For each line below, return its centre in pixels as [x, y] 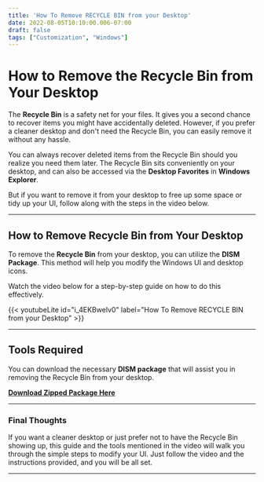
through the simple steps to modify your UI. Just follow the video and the [126, 454]
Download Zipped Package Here [62, 393]
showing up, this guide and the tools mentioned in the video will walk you [126, 446]
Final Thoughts [37, 420]
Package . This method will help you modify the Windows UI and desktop [126, 263]
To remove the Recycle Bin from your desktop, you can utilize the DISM [124, 254]
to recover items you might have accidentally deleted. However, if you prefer [132, 123]
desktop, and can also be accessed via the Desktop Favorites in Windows [129, 172]
